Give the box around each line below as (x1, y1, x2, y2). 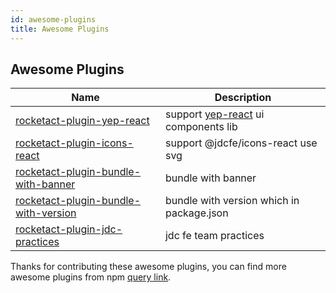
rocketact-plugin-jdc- (15, 222, 123, 236)
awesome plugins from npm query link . (10, 271, 172, 283)
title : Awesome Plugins (10, 24, 110, 34)
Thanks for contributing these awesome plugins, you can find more (10, 261, 287, 273)
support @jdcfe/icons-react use (164, 136, 318, 150)
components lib (164, 120, 238, 134)
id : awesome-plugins (10, 14, 97, 25)
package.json (164, 206, 229, 220)
